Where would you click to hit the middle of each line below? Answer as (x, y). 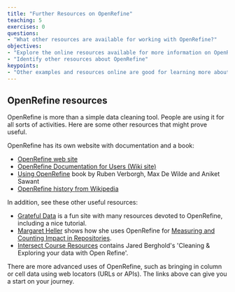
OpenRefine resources (57, 100)
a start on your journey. (41, 282)
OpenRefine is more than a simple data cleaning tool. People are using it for (116, 117)
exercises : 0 (26, 27)
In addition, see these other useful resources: (73, 203)
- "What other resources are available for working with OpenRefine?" (112, 40)
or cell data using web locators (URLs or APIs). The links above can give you (117, 274)
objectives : (24, 46)
